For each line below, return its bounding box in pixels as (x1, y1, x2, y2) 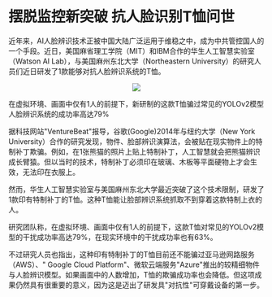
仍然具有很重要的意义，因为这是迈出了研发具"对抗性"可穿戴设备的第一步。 (15, 280, 265, 290)
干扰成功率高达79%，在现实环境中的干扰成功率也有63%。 (22, 232, 218, 242)
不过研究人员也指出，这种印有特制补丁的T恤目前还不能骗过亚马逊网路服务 (8, 249, 256, 259)
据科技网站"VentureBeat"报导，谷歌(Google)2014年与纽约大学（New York (8, 126, 256, 136)
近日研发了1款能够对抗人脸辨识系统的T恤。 (22, 66, 166, 76)
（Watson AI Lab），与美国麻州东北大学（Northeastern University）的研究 (8, 56, 254, 66)
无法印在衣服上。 (22, 167, 80, 177)
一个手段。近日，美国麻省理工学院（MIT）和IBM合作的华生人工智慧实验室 (8, 46, 256, 55)
